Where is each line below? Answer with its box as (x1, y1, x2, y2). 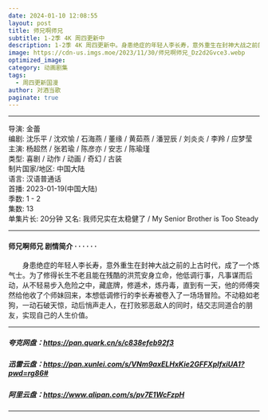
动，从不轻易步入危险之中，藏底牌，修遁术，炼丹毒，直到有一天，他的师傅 (8, 281, 253, 290)
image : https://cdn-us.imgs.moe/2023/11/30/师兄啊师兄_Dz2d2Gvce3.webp (8, 49, 246, 57)
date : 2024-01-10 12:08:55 (8, 11, 98, 20)
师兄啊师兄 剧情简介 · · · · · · (8, 241, 97, 250)
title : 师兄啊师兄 (8, 26, 64, 34)
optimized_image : (8, 57, 66, 65)
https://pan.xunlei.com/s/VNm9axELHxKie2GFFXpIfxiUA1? (43, 359, 245, 369)
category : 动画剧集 (8, 64, 69, 72)
